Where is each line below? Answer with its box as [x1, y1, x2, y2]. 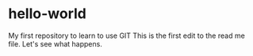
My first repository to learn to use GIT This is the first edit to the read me [8, 31, 246, 40]
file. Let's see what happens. [8, 39, 103, 48]
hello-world [8, 5, 87, 23]
